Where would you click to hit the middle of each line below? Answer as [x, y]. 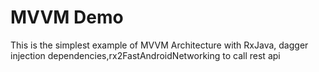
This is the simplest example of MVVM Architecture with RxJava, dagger [159, 45]
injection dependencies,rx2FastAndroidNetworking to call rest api [145, 55]
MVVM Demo [67, 17]
